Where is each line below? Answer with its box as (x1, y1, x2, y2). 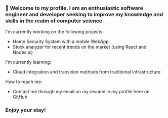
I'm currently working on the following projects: (5, 29, 104, 35)
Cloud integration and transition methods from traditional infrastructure (12, 69, 161, 75)
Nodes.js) (12, 49, 33, 55)
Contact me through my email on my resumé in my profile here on (12, 89, 150, 95)
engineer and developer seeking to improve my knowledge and (5, 11, 163, 18)
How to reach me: (5, 78, 43, 85)
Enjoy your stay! (5, 106, 47, 113)
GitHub (12, 94, 28, 100)
